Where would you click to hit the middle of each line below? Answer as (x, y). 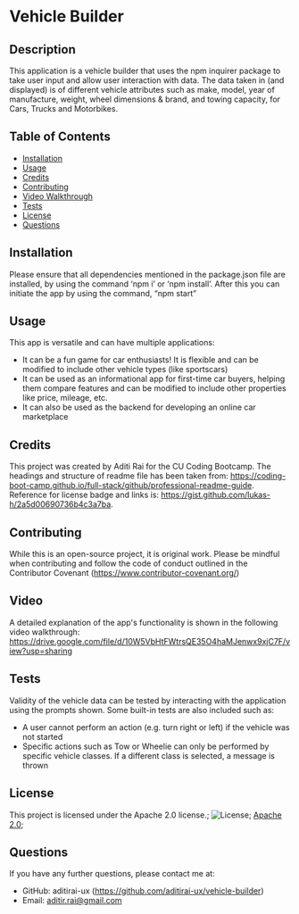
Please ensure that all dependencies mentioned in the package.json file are (147, 274)
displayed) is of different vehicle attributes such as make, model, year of (142, 90)
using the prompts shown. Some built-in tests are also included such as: (142, 710)
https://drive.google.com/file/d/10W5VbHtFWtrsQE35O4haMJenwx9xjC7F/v (150, 641)
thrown (35, 765)
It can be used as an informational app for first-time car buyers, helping (154, 379)
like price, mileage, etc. (65, 398)
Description (42, 50)
